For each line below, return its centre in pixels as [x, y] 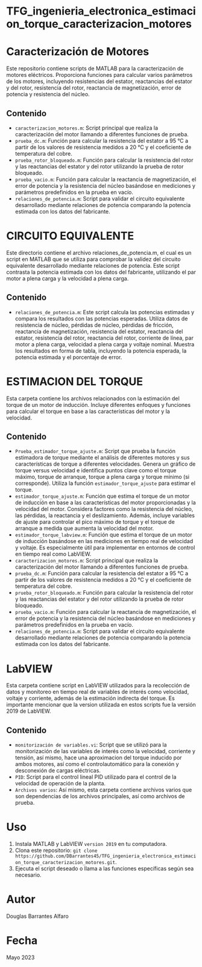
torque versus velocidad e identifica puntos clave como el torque [96, 470]
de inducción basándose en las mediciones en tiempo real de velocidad [104, 541]
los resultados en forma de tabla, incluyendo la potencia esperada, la [101, 351]
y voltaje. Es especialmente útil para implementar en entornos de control [105, 548]
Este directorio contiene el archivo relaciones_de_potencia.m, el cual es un [99, 252]
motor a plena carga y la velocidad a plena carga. [68, 278]
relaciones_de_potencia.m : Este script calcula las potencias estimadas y [105, 312]
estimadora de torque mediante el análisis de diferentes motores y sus [102, 458]
